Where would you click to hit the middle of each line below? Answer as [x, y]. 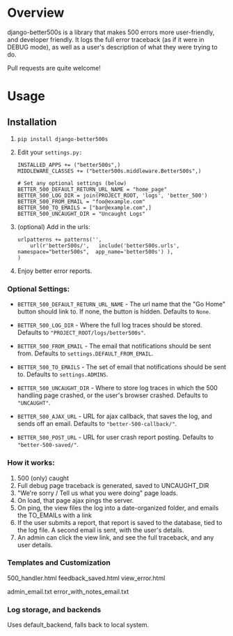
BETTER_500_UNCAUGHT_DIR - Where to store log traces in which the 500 [117, 388]
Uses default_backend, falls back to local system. [78, 625]
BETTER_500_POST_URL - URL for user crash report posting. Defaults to [115, 437]
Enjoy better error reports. [55, 271]
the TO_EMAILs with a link [55, 515]
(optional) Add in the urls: [54, 227]
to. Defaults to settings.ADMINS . [63, 374]
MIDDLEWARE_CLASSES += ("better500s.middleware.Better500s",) [109, 171]
